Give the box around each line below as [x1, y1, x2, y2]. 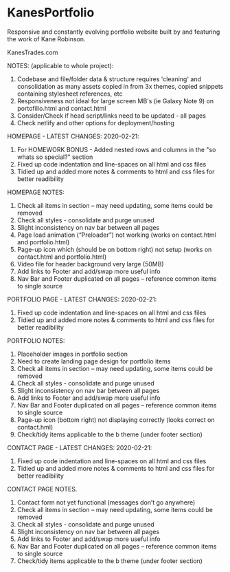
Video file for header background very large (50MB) [16, 259, 164, 268]
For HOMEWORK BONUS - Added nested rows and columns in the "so [16, 145, 216, 153]
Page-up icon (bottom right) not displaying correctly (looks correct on [16, 415, 215, 424]
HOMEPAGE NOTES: [7, 188, 65, 196]
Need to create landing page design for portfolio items [16, 357, 171, 366]
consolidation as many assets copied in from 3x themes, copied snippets [16, 82, 224, 90]
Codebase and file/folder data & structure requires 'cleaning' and [16, 74, 201, 83]
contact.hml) [16, 423, 54, 431]
